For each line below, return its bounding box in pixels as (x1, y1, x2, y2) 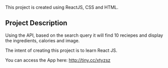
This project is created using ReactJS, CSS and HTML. (5, 5, 119, 10)
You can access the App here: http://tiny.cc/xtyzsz (5, 57, 111, 63)
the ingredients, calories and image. (5, 37, 80, 43)
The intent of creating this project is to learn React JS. (5, 47, 118, 53)
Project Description (5, 19, 68, 27)
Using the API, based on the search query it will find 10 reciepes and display (5, 32, 163, 38)
